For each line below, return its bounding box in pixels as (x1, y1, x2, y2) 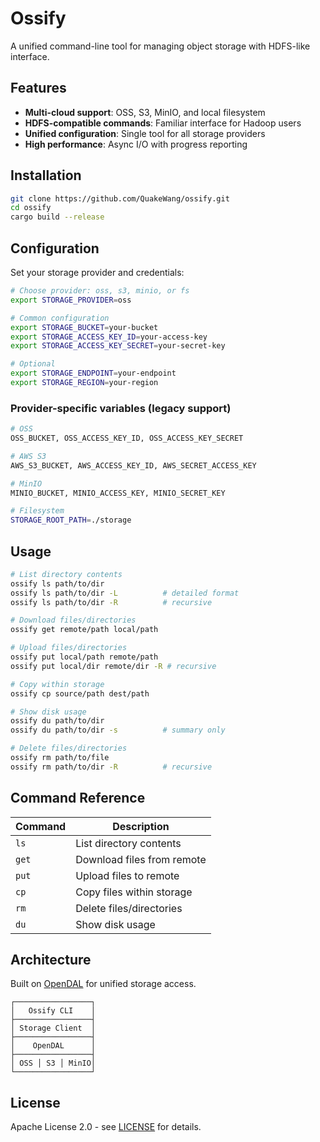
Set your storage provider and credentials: (10, 267, 185, 278)
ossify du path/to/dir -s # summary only (10, 725, 226, 736)
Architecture (10, 952, 92, 969)
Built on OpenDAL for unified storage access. (10, 978, 197, 990)
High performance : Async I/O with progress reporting (24, 138, 248, 150)
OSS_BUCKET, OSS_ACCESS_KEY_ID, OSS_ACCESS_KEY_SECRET (10, 433, 244, 444)
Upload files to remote (75, 868, 180, 882)
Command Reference (10, 790, 146, 807)
